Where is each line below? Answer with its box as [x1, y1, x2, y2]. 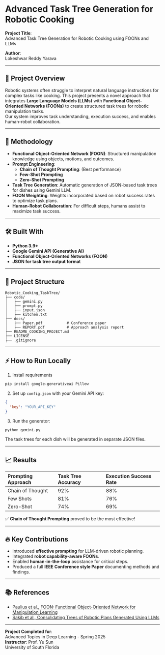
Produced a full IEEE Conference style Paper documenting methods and [12, 564, 160, 569]
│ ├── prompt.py [5, 303, 43, 308]
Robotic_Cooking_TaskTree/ [5, 291, 60, 296]
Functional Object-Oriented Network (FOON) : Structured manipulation [12, 150, 157, 156]
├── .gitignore [5, 338, 36, 343]
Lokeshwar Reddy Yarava [5, 55, 56, 61]
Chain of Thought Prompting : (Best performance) [19, 166, 121, 172]
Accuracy [57, 479, 81, 486]
